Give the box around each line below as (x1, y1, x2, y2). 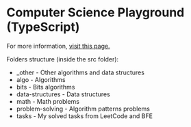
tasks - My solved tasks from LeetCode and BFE (16, 111, 153, 120)
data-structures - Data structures (16, 90, 110, 98)
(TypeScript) (6, 19, 80, 35)
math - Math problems (16, 97, 80, 105)
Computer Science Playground (6, 5, 185, 20)
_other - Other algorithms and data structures (16, 68, 145, 76)
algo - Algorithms (16, 75, 66, 83)
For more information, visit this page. (6, 42, 110, 50)
